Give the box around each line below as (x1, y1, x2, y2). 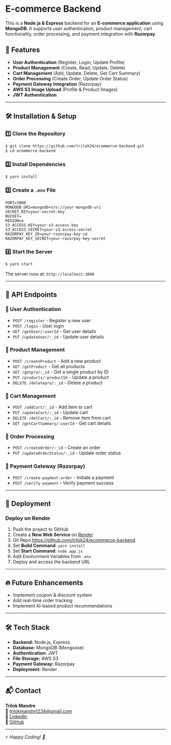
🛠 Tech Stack (5, 623, 50, 632)
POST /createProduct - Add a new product (12, 358, 101, 364)
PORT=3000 (5, 200, 26, 205)
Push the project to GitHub (12, 526, 69, 533)
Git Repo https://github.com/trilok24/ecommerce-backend (12, 537, 136, 543)
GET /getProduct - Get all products (12, 363, 85, 369)
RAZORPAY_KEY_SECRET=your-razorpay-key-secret (5, 236, 106, 241)
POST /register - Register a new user (12, 317, 91, 323)
